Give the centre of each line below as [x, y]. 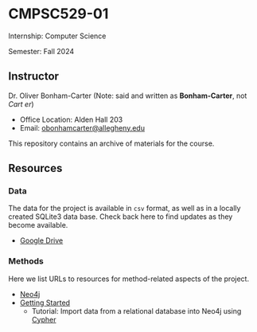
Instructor [34, 76]
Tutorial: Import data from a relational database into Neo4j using [136, 311]
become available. [38, 225]
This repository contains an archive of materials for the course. [111, 143]
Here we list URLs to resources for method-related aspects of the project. [128, 279]
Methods [26, 261]
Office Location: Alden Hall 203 [71, 119]
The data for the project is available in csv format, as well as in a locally [125, 209]
